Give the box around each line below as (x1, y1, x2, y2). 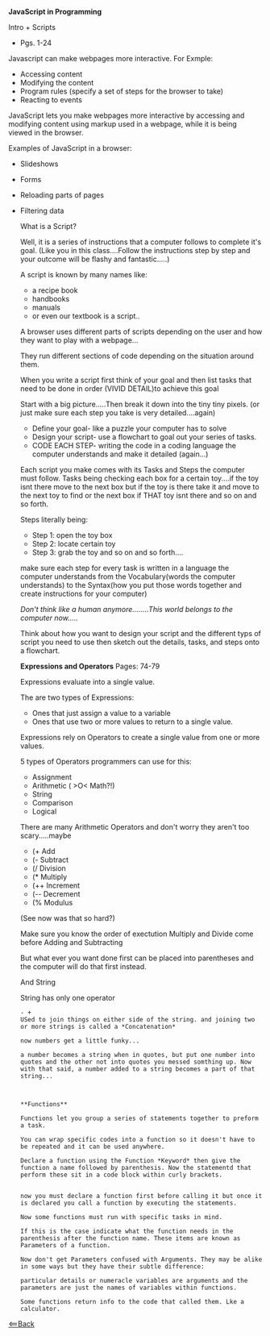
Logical (31, 806, 57, 816)
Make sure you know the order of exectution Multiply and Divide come (19, 929, 254, 939)
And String (19, 977, 56, 987)
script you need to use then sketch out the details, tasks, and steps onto (19, 637, 260, 647)
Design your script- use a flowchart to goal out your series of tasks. (31, 432, 257, 442)
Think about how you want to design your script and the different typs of (19, 629, 262, 638)
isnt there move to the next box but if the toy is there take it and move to (19, 482, 260, 491)
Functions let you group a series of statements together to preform (19, 1114, 260, 1122)
